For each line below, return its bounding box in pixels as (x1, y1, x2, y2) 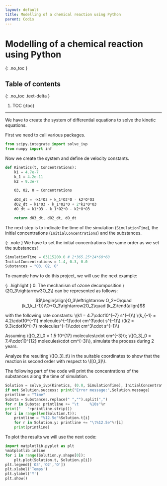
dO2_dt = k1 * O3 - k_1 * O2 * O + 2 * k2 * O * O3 (14, 202, 97, 207)
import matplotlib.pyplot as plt (5, 444, 75, 449)
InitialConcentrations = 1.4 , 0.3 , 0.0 (5, 259, 88, 264)
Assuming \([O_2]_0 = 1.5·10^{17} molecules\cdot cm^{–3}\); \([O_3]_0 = (5, 333, 152, 339)
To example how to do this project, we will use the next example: (5, 273, 138, 279)
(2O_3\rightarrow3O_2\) (5, 288, 54, 294)
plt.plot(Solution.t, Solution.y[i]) (14, 458, 92, 463)
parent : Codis (5, 16, 35, 21)
